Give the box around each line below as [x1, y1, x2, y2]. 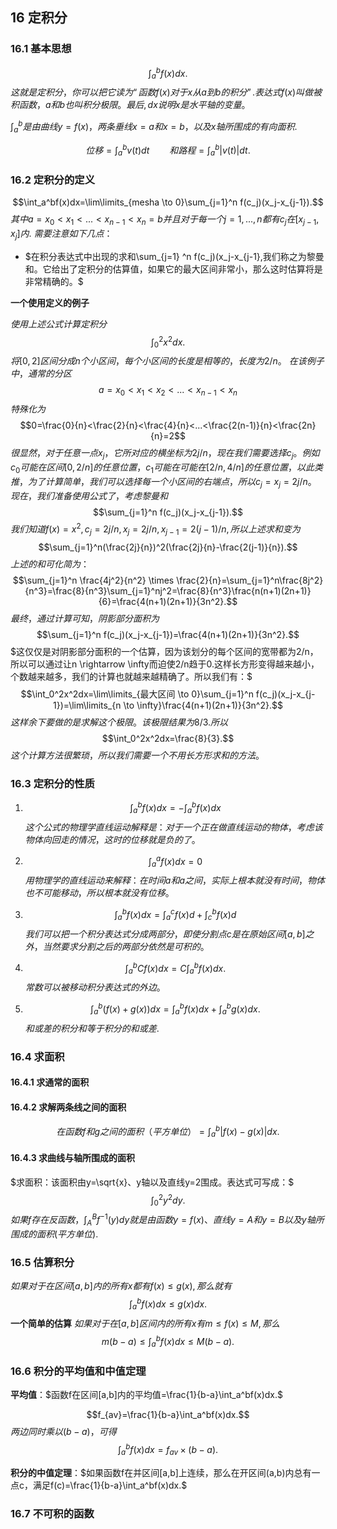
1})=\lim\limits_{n [53, 699, 122, 712]
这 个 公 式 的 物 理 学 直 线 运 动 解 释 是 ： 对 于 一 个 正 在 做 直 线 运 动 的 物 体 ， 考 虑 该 [24, 821, 323, 833]
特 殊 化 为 [10, 403, 46, 415]
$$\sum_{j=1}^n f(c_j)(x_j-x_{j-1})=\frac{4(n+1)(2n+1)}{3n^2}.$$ [36, 629, 300, 641]
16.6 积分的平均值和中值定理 [10, 1364, 147, 1378]
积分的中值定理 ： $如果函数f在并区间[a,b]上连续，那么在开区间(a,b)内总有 [10, 1466, 312, 1478]
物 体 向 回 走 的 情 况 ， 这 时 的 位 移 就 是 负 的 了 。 [24, 833, 201, 845]
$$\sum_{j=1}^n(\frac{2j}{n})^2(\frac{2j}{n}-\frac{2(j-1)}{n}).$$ [38, 541, 298, 553]
